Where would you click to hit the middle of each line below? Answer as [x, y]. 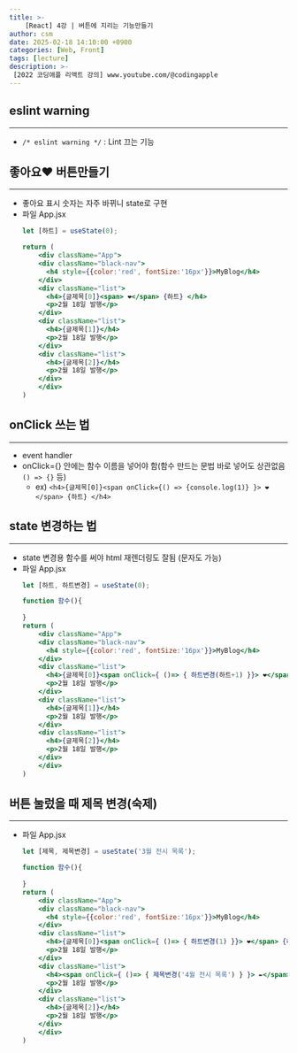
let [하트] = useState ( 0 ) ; [70, 231]
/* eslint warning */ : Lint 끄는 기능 [88, 142]
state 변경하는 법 [53, 526]
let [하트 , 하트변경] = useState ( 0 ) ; [86, 585]
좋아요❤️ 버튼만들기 [60, 172]
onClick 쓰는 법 [49, 425]
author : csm [31, 34]
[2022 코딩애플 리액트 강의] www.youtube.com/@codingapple [115, 75]
